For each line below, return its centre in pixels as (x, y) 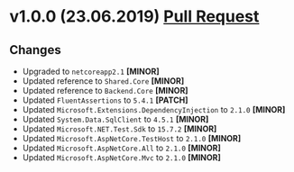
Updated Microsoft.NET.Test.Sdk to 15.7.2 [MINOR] (119, 129)
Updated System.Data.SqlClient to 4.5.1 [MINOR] (115, 119)
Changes (35, 50)
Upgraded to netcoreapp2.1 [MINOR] (91, 71)
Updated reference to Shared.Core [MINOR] (103, 81)
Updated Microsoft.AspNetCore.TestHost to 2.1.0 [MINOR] (132, 138)
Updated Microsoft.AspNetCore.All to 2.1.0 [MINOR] (121, 148)
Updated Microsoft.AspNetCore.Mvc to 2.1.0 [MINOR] (121, 158)
